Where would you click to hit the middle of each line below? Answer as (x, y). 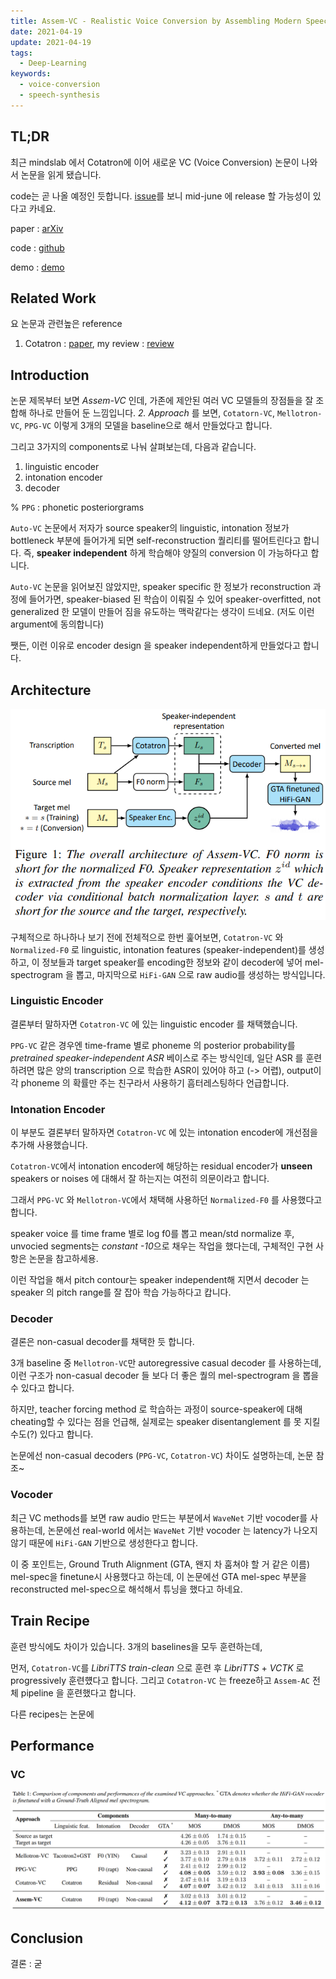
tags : (21, 53)
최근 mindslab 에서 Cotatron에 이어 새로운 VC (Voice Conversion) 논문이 (155, 162)
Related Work (53, 298)
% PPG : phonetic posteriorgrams (77, 507)
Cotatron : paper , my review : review (99, 344)
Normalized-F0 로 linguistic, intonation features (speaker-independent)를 (158, 949)
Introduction (50, 375)
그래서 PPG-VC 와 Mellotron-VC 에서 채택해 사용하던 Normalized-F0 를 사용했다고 (166, 1200)
